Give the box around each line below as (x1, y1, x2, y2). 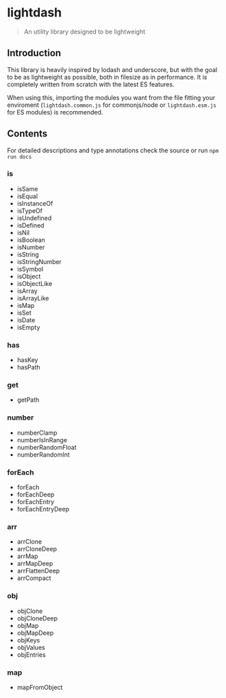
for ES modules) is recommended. (7, 108, 103, 116)
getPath (16, 396, 40, 404)
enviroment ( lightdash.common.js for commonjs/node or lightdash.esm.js (7, 101, 217, 109)
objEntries (16, 650, 46, 659)
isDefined (16, 221, 45, 229)
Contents (7, 128, 48, 140)
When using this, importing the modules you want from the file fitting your (7, 93, 216, 101)
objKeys (16, 636, 40, 644)
